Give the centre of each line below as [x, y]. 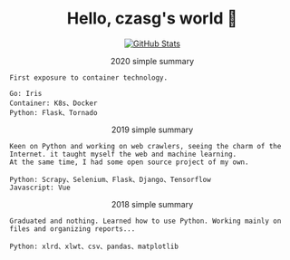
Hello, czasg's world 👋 [152, 19]
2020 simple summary [152, 61]
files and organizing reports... [72, 229]
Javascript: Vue [40, 188]
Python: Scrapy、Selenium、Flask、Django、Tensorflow [110, 179]
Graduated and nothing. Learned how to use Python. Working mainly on [145, 221]
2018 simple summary [152, 204]
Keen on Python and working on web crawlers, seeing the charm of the [145, 146]
